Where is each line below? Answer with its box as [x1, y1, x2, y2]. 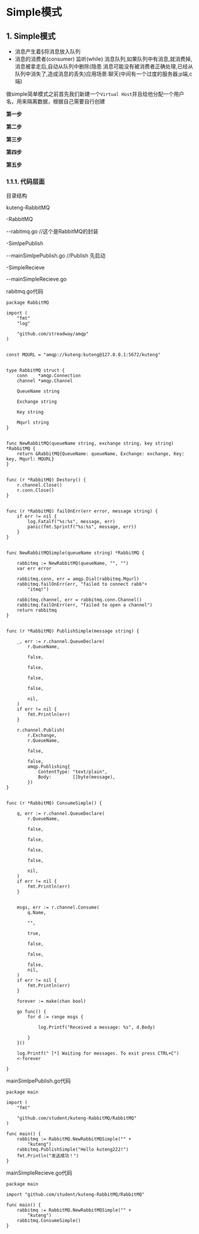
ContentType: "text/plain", [37, 769, 108, 775]
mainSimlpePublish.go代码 [6, 1077, 71, 1084]
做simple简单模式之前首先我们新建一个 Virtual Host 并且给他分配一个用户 [6, 91, 185, 97]
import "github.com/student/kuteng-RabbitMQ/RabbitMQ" [6, 1192, 145, 1198]
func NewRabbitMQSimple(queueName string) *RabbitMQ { [6, 550, 145, 556]
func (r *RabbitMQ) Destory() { [6, 477, 86, 483]
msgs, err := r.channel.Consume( [17, 904, 100, 910]
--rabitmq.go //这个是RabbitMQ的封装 [6, 228, 99, 235]
